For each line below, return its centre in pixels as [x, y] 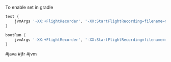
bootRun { [16, 35]
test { [12, 17]
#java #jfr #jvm [21, 54]
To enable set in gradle [29, 7]
